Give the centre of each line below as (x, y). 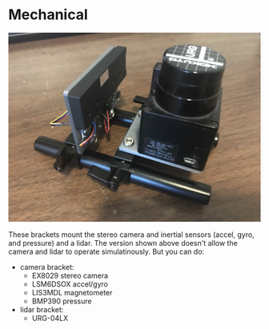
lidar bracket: (42, 309)
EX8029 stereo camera (70, 275)
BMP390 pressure (62, 301)
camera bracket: (47, 267)
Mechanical (48, 15)
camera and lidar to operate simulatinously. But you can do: (106, 251)
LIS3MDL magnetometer (72, 292)
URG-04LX (50, 318)
